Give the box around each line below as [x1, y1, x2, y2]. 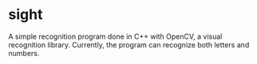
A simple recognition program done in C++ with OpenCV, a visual [8, 32, 223, 41]
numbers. [8, 48, 40, 58]
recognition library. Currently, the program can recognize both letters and [8, 40, 250, 49]
